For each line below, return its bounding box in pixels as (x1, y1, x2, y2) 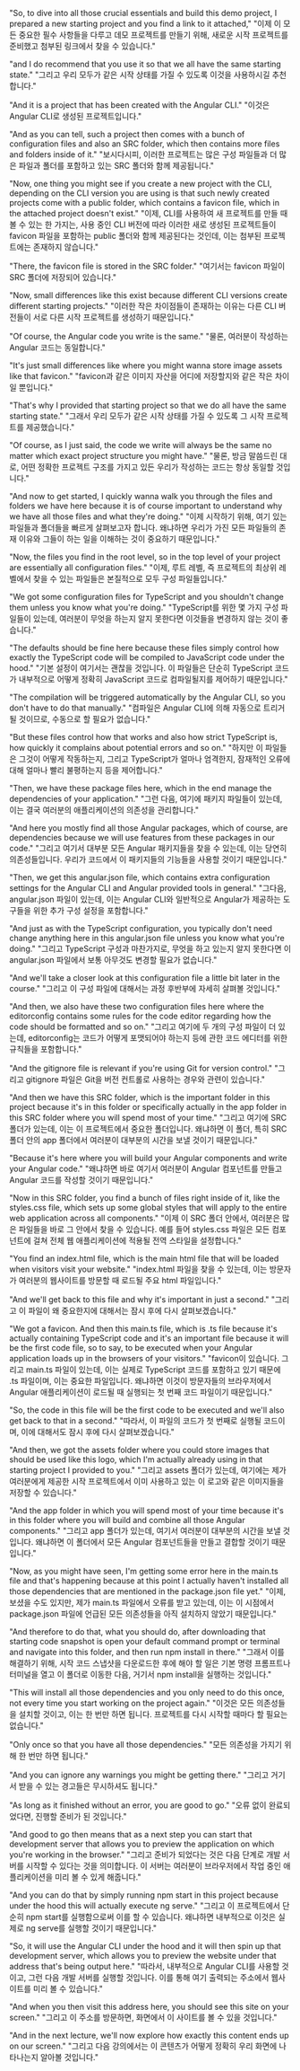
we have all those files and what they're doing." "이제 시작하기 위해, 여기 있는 (9, 511, 287, 522)
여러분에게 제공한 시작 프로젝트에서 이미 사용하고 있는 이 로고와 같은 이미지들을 (9, 1476, 285, 1486)
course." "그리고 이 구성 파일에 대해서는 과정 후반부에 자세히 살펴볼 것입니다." (9, 983, 280, 993)
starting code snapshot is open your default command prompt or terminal (9, 1636, 280, 1646)
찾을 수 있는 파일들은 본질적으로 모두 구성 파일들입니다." (32, 574, 227, 584)
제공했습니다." (25, 422, 75, 432)
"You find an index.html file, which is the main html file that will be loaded (9, 1253, 279, 1264)
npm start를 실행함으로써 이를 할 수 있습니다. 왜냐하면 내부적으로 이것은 (25, 1912, 277, 1922)
